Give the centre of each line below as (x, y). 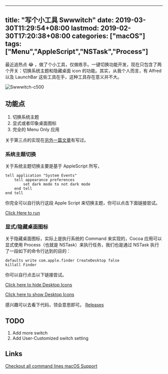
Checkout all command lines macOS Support (51, 366)
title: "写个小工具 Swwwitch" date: (59, 20)
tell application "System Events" (41, 175)
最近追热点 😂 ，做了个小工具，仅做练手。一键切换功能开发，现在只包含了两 (83, 64)
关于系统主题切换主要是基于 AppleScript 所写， (54, 166)
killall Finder (21, 265)
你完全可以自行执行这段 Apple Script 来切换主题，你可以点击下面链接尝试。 (83, 202)
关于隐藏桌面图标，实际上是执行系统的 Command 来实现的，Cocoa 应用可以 (83, 238)
